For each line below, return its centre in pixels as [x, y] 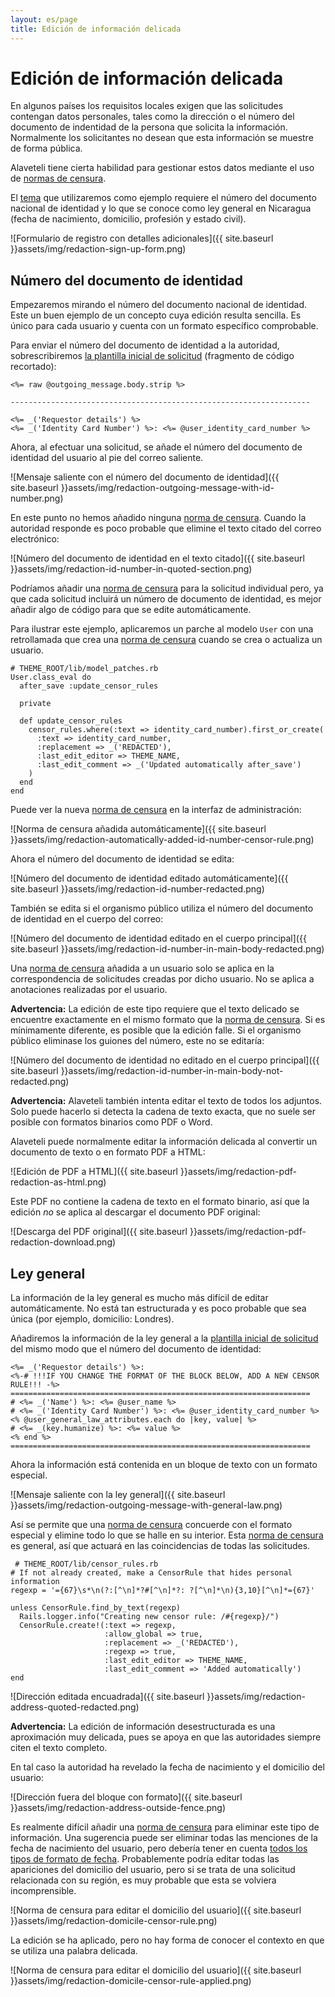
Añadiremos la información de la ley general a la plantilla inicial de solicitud [164, 1338]
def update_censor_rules [71, 721]
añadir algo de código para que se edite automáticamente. [131, 610]
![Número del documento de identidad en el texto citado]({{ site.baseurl [157, 558]
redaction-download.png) [63, 1242]
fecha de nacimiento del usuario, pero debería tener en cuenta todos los [159, 1848]
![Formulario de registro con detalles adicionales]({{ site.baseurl [142, 238]
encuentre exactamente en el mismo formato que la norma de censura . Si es [168, 1020]
